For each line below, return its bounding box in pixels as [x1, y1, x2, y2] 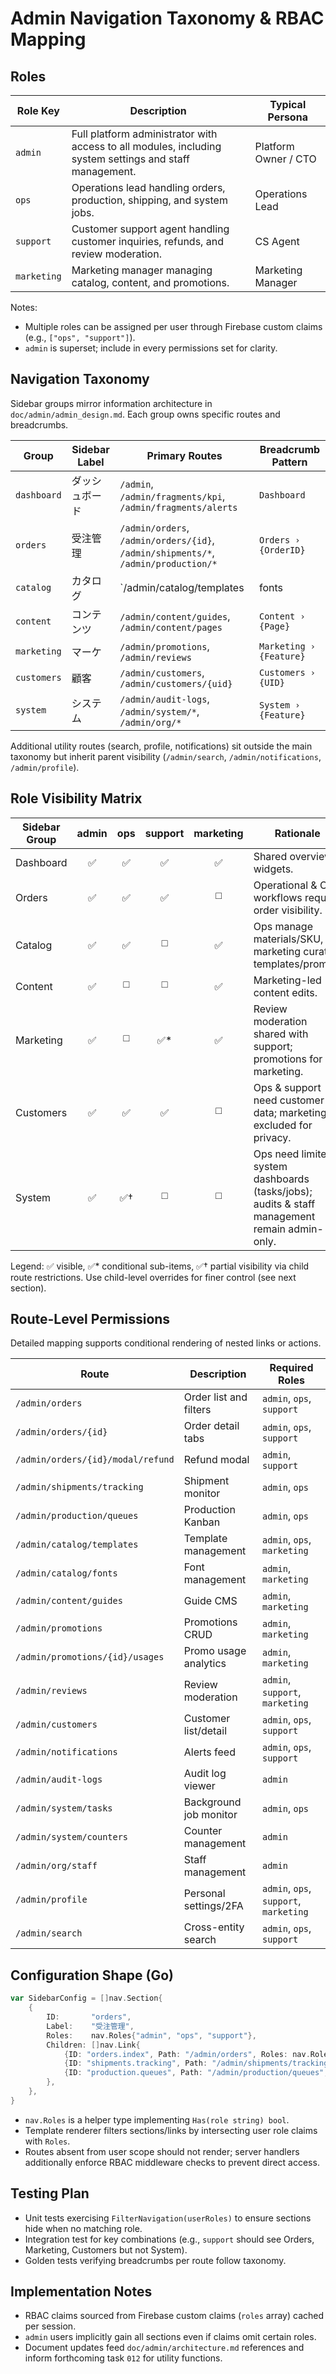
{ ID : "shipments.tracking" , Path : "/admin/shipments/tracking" [63, 2058, 333, 2069]
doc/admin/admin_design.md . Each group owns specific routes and [10, 408, 281, 420]
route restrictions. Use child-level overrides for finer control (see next [10, 1271, 297, 1283]
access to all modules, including [71, 140, 222, 153]
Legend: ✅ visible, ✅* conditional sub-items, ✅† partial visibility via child [10, 1260, 310, 1272]
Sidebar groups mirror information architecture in [10, 397, 213, 409]
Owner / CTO [254, 152, 317, 166]
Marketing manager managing [71, 263, 213, 277]
